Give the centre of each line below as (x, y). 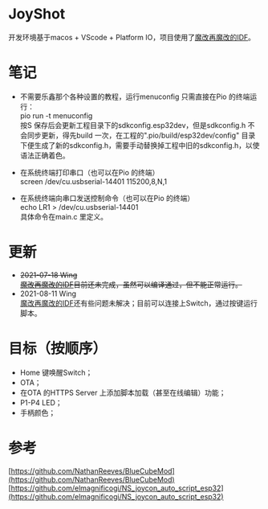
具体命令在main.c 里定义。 (64, 216)
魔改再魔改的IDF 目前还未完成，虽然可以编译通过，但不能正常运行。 (131, 284)
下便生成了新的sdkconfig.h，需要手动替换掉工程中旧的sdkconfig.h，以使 (140, 145)
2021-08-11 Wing (48, 293)
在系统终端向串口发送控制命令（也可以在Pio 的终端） (107, 198)
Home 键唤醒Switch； (56, 372)
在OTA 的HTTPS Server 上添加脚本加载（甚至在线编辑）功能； (123, 392)
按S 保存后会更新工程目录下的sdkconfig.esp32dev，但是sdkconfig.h (133, 125)
